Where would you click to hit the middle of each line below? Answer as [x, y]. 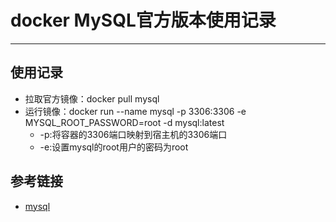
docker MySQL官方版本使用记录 [143, 20]
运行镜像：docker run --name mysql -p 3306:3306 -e [135, 111]
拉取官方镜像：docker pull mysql [92, 98]
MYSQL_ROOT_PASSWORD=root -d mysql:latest [124, 122]
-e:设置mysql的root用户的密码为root [114, 147]
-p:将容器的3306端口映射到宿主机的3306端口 [133, 134]
